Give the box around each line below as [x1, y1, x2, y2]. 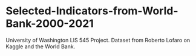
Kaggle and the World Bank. [5, 43, 76, 50]
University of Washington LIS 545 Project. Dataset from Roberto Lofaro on [5, 36, 191, 43]
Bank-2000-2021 [5, 17, 94, 30]
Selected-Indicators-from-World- [5, 4, 179, 18]
